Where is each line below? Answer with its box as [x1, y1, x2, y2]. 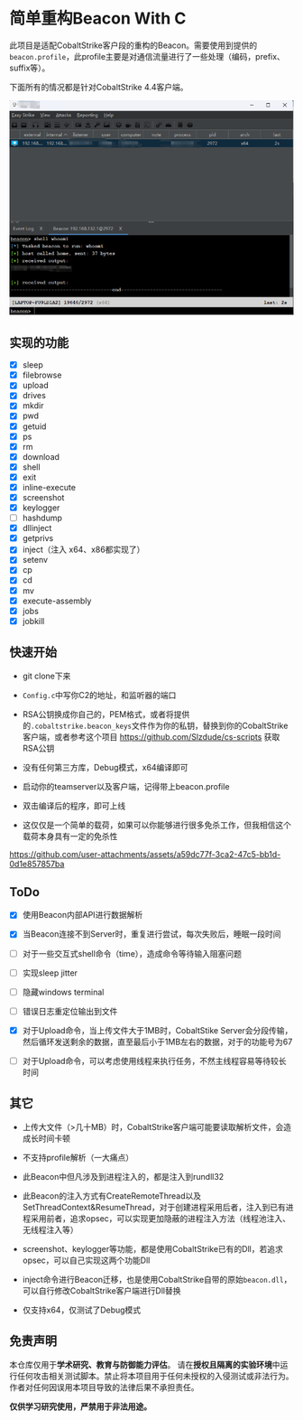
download [22, 451, 60, 462]
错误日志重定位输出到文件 [22, 1005, 118, 1016]
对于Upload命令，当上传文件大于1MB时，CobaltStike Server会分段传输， [22, 1024, 293, 1035]
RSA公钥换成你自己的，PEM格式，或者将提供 [22, 708, 190, 719]
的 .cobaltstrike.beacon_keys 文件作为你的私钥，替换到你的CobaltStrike [22, 720, 289, 731]
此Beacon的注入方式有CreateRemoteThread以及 [22, 1190, 202, 1201]
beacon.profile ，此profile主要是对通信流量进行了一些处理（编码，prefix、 [9, 51, 286, 61]
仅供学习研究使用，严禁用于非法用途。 [9, 1401, 151, 1412]
